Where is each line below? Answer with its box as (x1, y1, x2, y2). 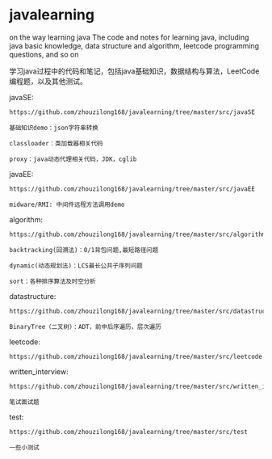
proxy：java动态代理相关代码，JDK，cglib (9, 155, 137, 163)
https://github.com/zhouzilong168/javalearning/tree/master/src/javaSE (9, 107, 255, 116)
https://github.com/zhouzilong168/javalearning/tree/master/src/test (9, 427, 249, 436)
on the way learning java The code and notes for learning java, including (9, 32, 249, 42)
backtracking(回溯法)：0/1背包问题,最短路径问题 (9, 246, 159, 254)
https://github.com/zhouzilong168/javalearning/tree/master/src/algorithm (9, 230, 266, 238)
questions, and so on (9, 49, 79, 59)
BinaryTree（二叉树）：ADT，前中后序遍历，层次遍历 (9, 322, 162, 331)
